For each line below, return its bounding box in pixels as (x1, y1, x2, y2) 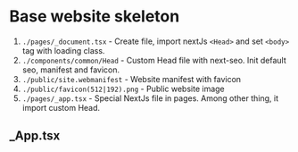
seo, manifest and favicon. (21, 64, 120, 75)
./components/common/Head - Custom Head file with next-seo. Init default (21, 55, 287, 65)
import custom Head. (21, 102, 101, 113)
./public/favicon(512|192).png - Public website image (21, 83, 225, 94)
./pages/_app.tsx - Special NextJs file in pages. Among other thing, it (21, 92, 279, 104)
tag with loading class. (21, 45, 105, 55)
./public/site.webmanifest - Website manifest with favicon (21, 73, 242, 84)
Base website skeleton (9, 6, 180, 27)
